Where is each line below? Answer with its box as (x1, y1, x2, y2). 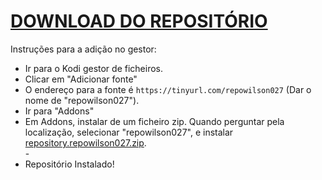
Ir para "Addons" (24, 105, 95, 117)
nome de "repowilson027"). (24, 94, 140, 106)
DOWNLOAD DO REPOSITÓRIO (10, 10, 268, 33)
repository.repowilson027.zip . (24, 136, 147, 149)
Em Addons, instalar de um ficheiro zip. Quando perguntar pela (24, 115, 285, 127)
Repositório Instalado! (24, 158, 115, 170)
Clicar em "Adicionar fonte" (24, 73, 138, 85)
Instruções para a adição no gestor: (10, 43, 157, 55)
